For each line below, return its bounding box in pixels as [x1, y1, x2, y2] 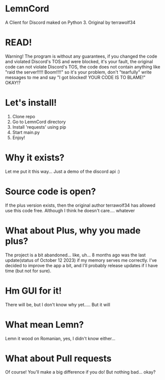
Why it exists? [5, 152, 64, 163]
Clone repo [12, 113, 36, 119]
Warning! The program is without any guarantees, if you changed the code [5, 53, 158, 59]
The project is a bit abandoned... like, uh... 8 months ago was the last [5, 252, 146, 258]
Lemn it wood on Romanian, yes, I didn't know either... [5, 335, 115, 341]
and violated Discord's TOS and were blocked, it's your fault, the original [5, 58, 153, 65]
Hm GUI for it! [5, 285, 62, 296]
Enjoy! [12, 135, 25, 141]
